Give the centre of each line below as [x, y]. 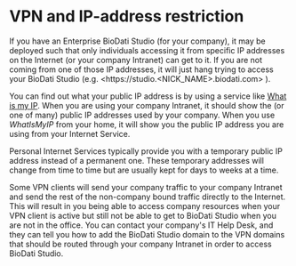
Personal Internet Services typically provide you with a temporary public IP [146, 151]
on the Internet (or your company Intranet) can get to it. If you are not [136, 60]
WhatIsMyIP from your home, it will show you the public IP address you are [147, 124]
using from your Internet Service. [70, 133]
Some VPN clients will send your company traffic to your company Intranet [146, 187]
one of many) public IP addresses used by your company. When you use [142, 115]
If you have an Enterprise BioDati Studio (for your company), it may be [137, 41]
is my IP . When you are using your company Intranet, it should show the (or [147, 105]
